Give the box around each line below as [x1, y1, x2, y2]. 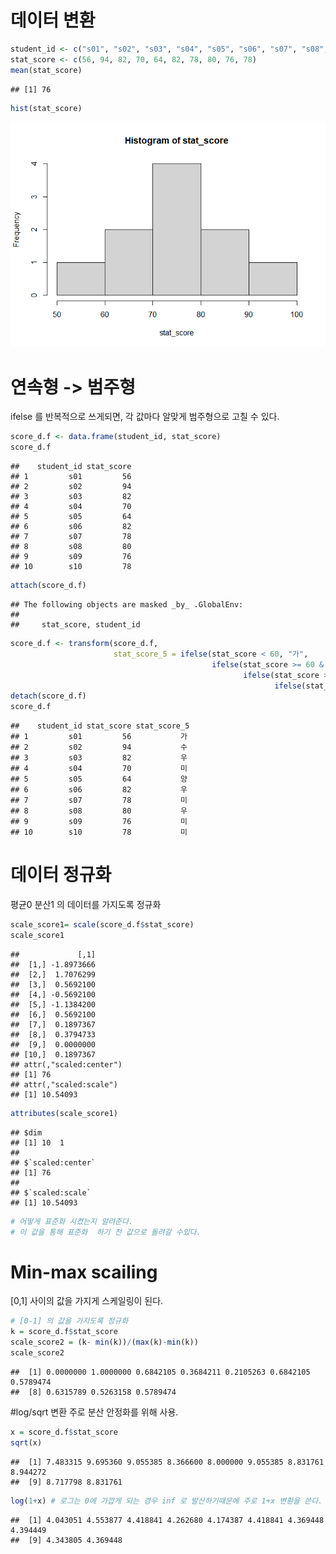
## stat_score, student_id [10, 620, 141, 630]
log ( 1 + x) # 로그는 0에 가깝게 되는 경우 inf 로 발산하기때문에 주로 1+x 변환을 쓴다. [10, 1496, 323, 1506]
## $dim [10, 1127, 43, 1138]
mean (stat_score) [10, 65, 83, 75]
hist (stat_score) [10, 103, 83, 113]
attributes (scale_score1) [10, 1108, 118, 1118]
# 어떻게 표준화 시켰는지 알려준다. [10, 1216, 134, 1226]
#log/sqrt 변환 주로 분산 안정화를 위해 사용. [10, 1406, 179, 1418]
